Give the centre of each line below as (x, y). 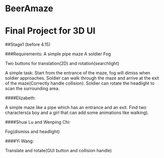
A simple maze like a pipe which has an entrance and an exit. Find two (76, 108)
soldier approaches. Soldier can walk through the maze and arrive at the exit (82, 78)
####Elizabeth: (20, 98)
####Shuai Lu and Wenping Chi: (38, 122)
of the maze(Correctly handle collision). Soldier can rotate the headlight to (80, 83)
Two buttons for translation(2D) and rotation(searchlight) (62, 64)
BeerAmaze (29, 9)
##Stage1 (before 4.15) (28, 45)
